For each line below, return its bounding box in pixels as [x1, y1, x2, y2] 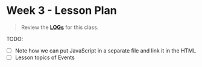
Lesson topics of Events [14, 54, 75, 61]
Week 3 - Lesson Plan [6, 4, 117, 18]
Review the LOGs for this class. [21, 24, 99, 31]
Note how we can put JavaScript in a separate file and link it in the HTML [14, 46, 197, 54]
